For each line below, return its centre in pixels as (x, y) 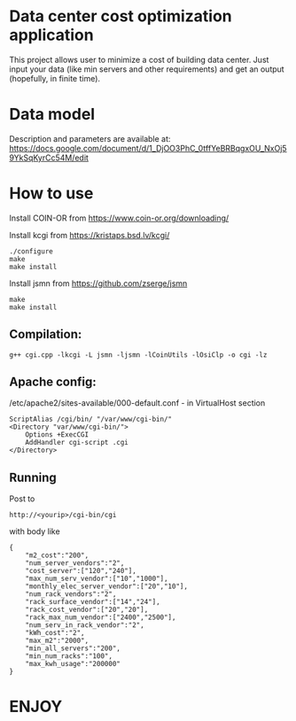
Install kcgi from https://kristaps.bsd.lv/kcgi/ (90, 235)
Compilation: (46, 334)
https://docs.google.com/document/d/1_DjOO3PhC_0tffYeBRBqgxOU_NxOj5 (148, 148)
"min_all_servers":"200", (73, 648)
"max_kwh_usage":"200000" (73, 664)
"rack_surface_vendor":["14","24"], (93, 602)
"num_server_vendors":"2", (75, 563)
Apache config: (53, 382)
